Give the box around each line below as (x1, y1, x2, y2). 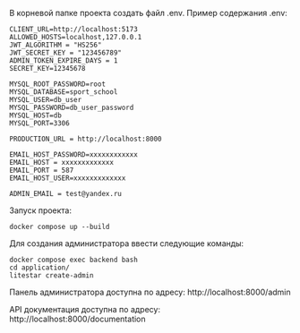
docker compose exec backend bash (9, 255, 139, 264)
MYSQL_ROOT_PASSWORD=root (9, 80, 106, 89)
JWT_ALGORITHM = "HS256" (9, 40, 102, 49)
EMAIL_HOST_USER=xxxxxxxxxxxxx (9, 174, 126, 183)
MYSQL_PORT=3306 (9, 119, 70, 128)
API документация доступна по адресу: (9, 304, 161, 314)
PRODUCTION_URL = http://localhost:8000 (9, 134, 163, 143)
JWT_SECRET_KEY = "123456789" (9, 48, 123, 57)
